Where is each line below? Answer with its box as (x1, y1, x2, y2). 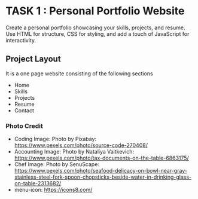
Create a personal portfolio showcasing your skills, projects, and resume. (5, 24, 185, 31)
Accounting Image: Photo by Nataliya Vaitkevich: (14, 148, 135, 155)
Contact (14, 106, 34, 114)
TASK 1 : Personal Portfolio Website (5, 4, 185, 18)
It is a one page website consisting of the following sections (5, 70, 153, 77)
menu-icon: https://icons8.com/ (14, 186, 93, 194)
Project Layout (5, 54, 61, 64)
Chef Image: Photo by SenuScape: (14, 161, 100, 168)
